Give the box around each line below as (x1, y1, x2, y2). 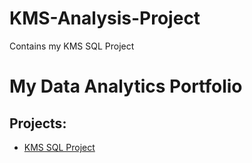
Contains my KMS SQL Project (9, 40, 135, 52)
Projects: (9, 115, 67, 132)
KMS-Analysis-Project (9, 7, 201, 30)
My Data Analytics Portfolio (9, 75, 243, 98)
